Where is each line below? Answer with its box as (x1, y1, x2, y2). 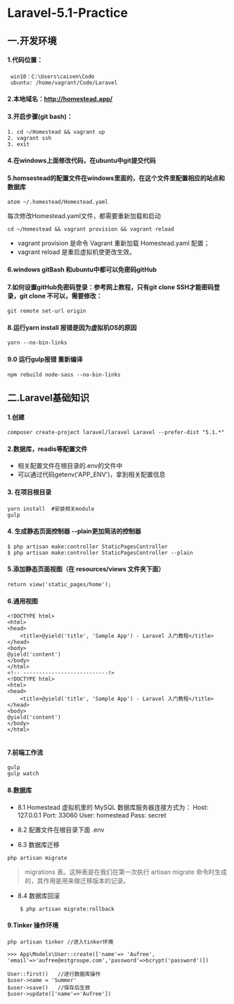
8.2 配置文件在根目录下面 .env (17, 825, 105, 834)
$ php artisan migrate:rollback (20, 905, 115, 913)
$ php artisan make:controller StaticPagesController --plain (7, 549, 193, 557)
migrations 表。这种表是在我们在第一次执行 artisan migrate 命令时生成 (24, 868, 227, 876)
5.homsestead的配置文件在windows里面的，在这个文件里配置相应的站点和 (7, 174, 225, 182)
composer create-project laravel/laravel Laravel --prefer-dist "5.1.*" (7, 429, 225, 436)
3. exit (7, 141, 30, 148)
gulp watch (7, 770, 39, 777)
